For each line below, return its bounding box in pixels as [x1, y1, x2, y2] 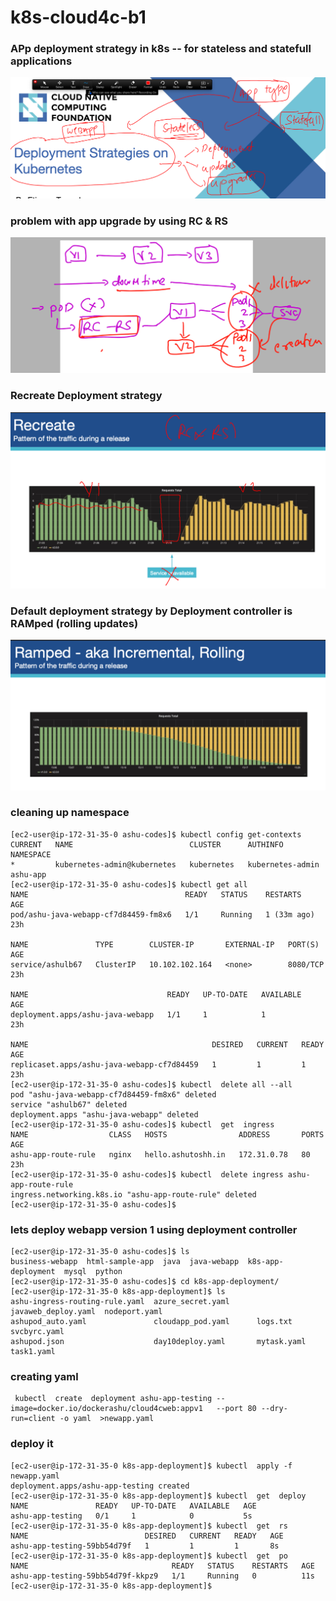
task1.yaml [10, 1347, 56, 1357]
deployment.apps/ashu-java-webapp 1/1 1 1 [10, 1009, 267, 1020]
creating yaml [10, 1370, 79, 1384]
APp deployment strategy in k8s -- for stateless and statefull [10, 42, 312, 56]
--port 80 [216, 1404, 257, 1414]
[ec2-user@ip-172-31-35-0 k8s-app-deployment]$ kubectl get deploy [10, 1491, 307, 1501]
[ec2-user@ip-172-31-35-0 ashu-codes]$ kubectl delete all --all [10, 1079, 293, 1090]
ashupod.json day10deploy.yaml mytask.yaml [10, 1337, 307, 1347]
